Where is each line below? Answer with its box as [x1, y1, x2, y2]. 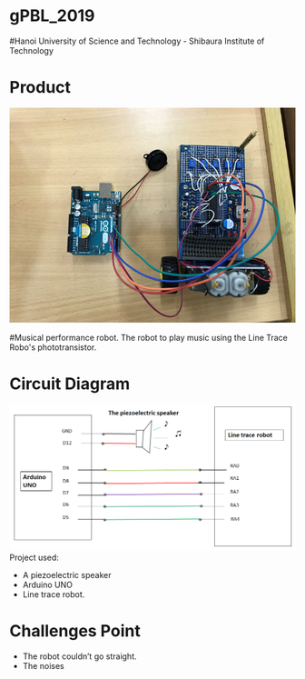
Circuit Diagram [9, 374, 130, 394]
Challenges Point [9, 621, 141, 642]
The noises [22, 661, 65, 672]
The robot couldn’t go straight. [22, 651, 138, 662]
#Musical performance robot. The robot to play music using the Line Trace [9, 333, 289, 344]
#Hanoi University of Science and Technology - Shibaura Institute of [9, 35, 265, 46]
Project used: [9, 552, 59, 564]
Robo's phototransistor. [9, 342, 97, 353]
